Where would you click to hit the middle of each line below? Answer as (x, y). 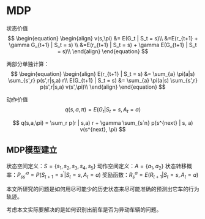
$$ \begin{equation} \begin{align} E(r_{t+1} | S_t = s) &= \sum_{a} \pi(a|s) (103, 73)
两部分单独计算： (28, 64)
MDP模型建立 (32, 150)
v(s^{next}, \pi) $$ (103, 129)
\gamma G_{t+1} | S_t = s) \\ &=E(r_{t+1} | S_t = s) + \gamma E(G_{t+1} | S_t (103, 45)
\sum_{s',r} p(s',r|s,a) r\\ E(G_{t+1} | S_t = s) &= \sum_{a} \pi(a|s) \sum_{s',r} (103, 80)
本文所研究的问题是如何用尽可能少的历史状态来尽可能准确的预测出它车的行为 (103, 189)
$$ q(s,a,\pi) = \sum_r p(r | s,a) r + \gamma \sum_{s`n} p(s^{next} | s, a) (103, 122)
